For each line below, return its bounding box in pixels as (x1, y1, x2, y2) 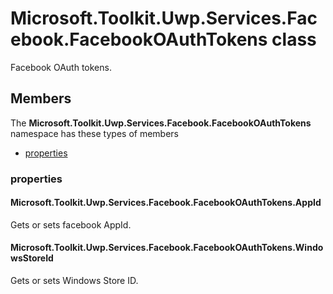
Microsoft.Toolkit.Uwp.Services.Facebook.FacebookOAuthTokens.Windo (10, 242, 324, 254)
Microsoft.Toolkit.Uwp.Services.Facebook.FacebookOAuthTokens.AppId (10, 197, 322, 209)
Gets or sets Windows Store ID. (10, 275, 139, 287)
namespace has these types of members (10, 127, 179, 139)
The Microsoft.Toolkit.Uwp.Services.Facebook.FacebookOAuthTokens (10, 117, 312, 129)
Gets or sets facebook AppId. (10, 218, 132, 231)
